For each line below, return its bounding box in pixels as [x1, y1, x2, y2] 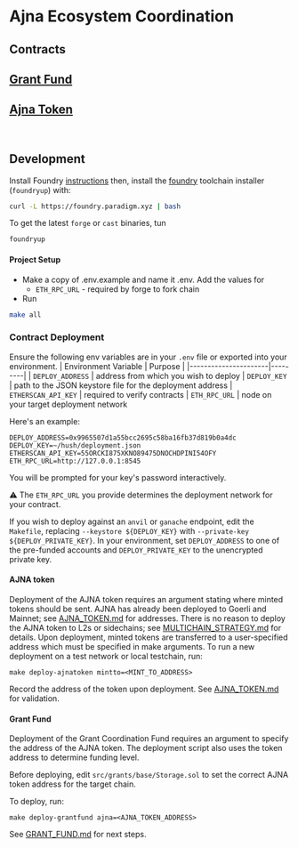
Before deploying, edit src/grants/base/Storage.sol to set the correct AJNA [9, 770, 289, 780]
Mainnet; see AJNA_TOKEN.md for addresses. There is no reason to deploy [9, 612, 286, 624]
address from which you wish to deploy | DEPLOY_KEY [95, 370, 287, 381]
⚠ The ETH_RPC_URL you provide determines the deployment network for [9, 489, 273, 500]
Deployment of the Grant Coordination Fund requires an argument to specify [9, 733, 289, 744]
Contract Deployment [9, 331, 105, 343]
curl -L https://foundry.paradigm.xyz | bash [9, 202, 181, 211]
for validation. [9, 692, 60, 704]
